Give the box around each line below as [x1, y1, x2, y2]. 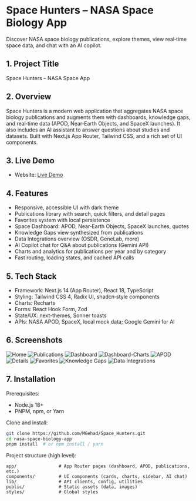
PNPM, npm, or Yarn [14, 407, 65, 414]
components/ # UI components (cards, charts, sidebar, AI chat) [6, 474, 188, 480]
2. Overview [6, 92, 52, 102]
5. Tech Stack [6, 271, 57, 281]
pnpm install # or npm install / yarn [6, 441, 104, 447]
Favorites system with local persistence [14, 216, 110, 224]
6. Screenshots [6, 335, 63, 345]
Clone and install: [6, 419, 48, 426]
